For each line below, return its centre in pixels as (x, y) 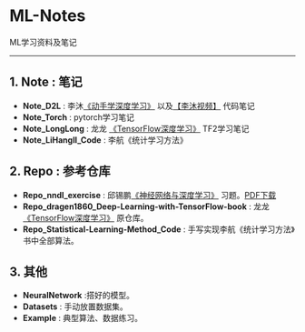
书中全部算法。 (50, 240)
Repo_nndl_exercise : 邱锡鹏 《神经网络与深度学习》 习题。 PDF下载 (149, 195)
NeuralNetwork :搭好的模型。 (78, 296)
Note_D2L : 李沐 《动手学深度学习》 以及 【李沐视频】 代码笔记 (139, 106)
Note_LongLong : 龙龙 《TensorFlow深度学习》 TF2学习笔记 (136, 128)
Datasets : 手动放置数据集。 (75, 307)
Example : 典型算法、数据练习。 (83, 318)
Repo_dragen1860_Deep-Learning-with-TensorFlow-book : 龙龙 (146, 206)
